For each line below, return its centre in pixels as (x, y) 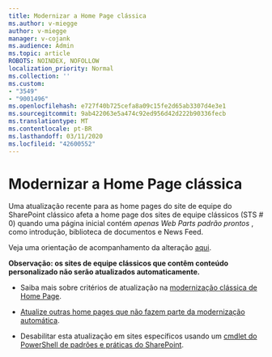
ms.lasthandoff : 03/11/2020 (56, 136)
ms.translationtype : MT (49, 121)
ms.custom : (27, 83)
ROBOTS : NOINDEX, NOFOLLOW (54, 62)
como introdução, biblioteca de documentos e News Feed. (106, 232)
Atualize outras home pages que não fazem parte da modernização (132, 312)
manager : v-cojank (39, 38)
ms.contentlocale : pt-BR (50, 129)
